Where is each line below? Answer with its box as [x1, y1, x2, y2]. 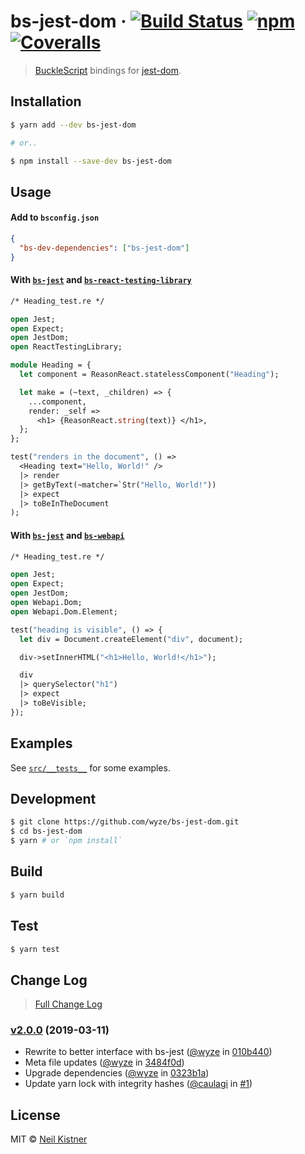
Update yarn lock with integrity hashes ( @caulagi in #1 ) [24, 1078, 253, 1090]
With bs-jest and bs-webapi [10, 529, 125, 541]
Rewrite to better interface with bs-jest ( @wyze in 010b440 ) [24, 1046, 273, 1058]
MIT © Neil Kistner [10, 1133, 88, 1145]
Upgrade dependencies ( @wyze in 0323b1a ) [24, 1067, 210, 1079]
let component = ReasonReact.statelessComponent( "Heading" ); [19, 370, 280, 380]
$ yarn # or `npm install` [10, 836, 123, 846]
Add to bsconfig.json [10, 211, 100, 224]
